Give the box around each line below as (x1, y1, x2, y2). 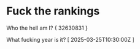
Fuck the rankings (6, 4, 100, 18)
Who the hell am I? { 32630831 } (6, 24, 88, 31)
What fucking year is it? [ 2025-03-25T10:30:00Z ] (6, 36, 135, 43)
